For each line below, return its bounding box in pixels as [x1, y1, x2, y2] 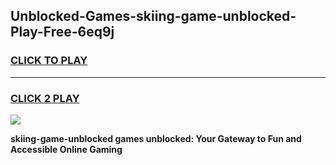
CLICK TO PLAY [10, 54, 88, 68]
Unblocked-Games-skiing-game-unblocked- [10, 8, 297, 25]
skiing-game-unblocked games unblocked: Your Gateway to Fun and [10, 132, 302, 144]
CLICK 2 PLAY [10, 91, 80, 105]
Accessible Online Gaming [10, 143, 123, 155]
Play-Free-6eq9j [10, 24, 115, 41]
